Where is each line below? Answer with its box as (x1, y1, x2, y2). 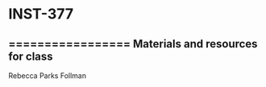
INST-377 (8, 5, 74, 23)
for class (8, 49, 54, 63)
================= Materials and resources (8, 37, 258, 51)
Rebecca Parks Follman (8, 71, 87, 81)
